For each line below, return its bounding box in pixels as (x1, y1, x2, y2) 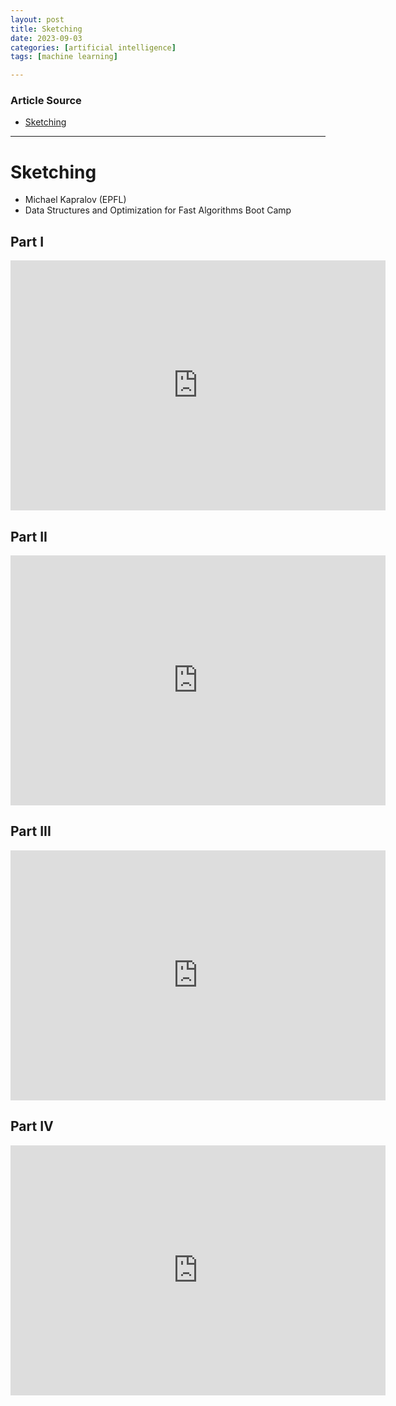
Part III (10, 823, 52, 840)
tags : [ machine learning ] (10, 52, 118, 62)
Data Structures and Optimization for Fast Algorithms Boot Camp (24, 204, 292, 216)
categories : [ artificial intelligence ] (10, 42, 177, 53)
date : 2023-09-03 (10, 33, 83, 43)
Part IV (10, 1118, 54, 1135)
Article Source (10, 94, 82, 108)
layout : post (10, 14, 65, 25)
